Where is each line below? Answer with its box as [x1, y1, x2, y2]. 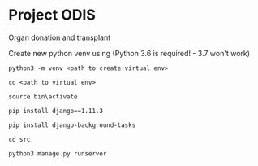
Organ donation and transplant [8, 33, 111, 42]
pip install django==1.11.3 [8, 107, 104, 115]
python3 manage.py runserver [8, 149, 107, 158]
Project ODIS [8, 6, 96, 24]
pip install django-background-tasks [8, 120, 136, 129]
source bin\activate [8, 92, 79, 101]
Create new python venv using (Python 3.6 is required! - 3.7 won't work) [8, 48, 250, 58]
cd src [8, 135, 31, 143]
